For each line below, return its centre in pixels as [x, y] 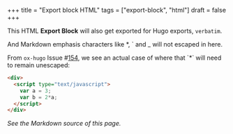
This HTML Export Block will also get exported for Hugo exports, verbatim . [115, 31]
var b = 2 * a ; [39, 97]
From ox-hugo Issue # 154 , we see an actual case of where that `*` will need [114, 58]
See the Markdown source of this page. [64, 124]
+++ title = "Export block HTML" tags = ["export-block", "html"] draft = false [117, 10]
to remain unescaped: [39, 65]
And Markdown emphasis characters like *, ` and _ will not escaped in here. [115, 44]
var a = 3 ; [36, 91]
